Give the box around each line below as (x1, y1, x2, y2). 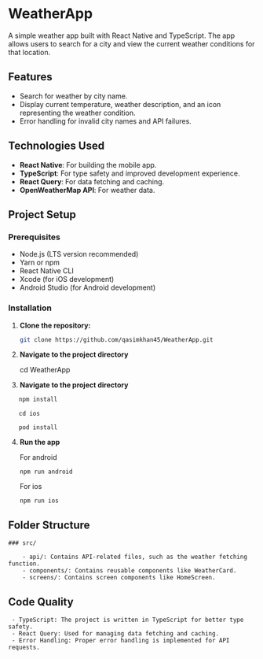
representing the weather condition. (19, 108, 136, 117)
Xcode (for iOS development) (19, 275, 115, 284)
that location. (8, 47, 51, 57)
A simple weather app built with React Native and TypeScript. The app (8, 31, 236, 40)
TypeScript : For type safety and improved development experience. (19, 168, 241, 178)
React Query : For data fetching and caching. (19, 176, 165, 186)
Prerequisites (8, 231, 60, 242)
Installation (8, 302, 53, 313)
